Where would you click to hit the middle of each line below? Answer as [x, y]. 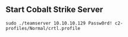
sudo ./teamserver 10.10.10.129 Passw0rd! [59, 23]
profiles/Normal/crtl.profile [43, 28]
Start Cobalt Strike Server [54, 10]
